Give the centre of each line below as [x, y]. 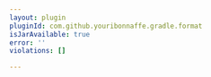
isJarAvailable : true [50, 34]
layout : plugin [38, 17]
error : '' [28, 43]
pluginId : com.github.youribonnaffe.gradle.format [106, 26]
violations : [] [38, 51]
